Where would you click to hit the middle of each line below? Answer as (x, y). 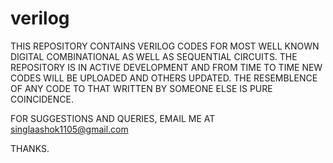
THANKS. (30, 148)
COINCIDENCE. (42, 99)
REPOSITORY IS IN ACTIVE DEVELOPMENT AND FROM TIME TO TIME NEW (166, 67)
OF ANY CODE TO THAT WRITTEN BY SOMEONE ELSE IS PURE (141, 88)
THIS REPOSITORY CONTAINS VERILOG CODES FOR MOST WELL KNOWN (165, 46)
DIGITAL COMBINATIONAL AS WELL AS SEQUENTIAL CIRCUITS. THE (154, 56)
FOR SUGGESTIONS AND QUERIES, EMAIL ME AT (113, 118)
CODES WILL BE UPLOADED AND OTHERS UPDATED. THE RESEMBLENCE (164, 78)
